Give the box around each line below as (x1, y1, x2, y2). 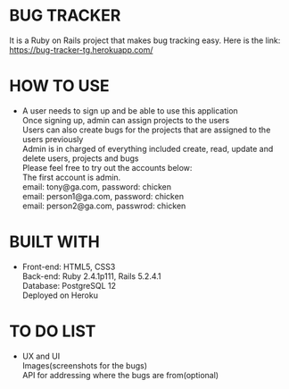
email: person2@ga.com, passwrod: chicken (21, 200, 186, 211)
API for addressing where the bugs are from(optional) (21, 369, 219, 380)
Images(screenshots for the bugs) (21, 359, 148, 371)
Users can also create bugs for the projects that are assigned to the (21, 124, 271, 135)
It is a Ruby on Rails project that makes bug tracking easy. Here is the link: (9, 35, 281, 46)
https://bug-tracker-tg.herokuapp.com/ (9, 44, 153, 55)
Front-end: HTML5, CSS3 (21, 261, 116, 272)
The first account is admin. (21, 172, 121, 182)
